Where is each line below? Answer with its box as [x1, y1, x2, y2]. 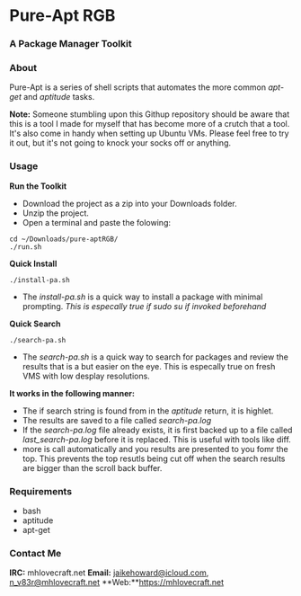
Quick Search [9, 318, 61, 329]
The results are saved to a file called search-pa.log [22, 414, 212, 425]
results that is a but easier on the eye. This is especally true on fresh [22, 360, 276, 371]
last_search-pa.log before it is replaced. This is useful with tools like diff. [22, 433, 292, 445]
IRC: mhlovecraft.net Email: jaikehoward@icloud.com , [9, 567, 209, 578]
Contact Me [9, 547, 62, 559]
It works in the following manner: [9, 387, 135, 398]
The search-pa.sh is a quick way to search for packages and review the [22, 351, 289, 362]
